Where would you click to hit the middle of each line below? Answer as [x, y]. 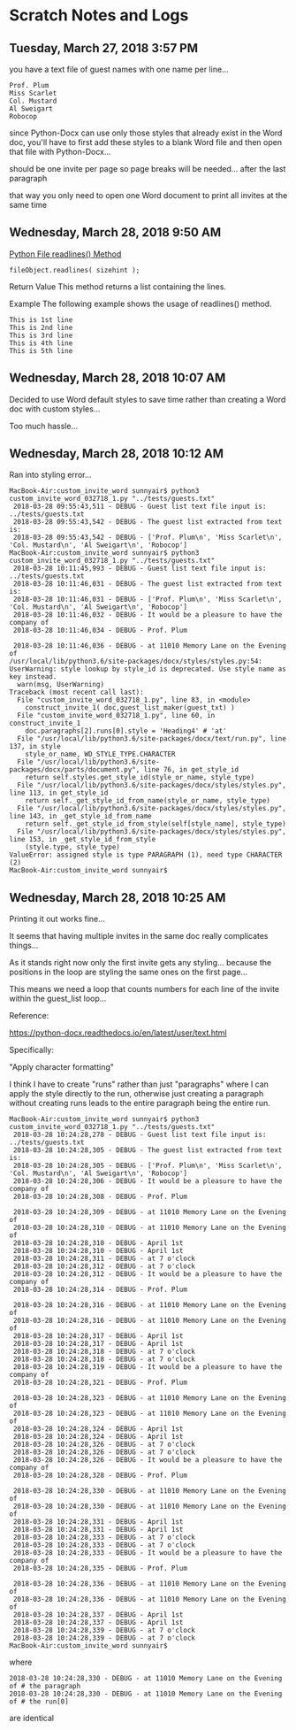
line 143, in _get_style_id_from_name [80, 816]
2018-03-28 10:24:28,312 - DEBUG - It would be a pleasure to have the [148, 1274]
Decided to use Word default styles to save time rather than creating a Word [148, 399]
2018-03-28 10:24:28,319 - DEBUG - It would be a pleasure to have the [148, 1367]
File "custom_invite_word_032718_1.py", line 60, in [116, 716]
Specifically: [32, 1050]
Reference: [29, 1016]
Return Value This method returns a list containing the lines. [118, 286]
